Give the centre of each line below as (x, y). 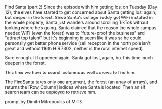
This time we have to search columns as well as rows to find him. (70, 72)
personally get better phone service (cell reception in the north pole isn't (78, 43)
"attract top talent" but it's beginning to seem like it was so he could (73, 38)
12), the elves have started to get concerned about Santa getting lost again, (81, 12)
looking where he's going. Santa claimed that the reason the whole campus (81, 28)
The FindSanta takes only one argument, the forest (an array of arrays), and (81, 82)
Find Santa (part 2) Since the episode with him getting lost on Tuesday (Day (81, 7)
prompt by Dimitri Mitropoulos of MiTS (43, 101)
